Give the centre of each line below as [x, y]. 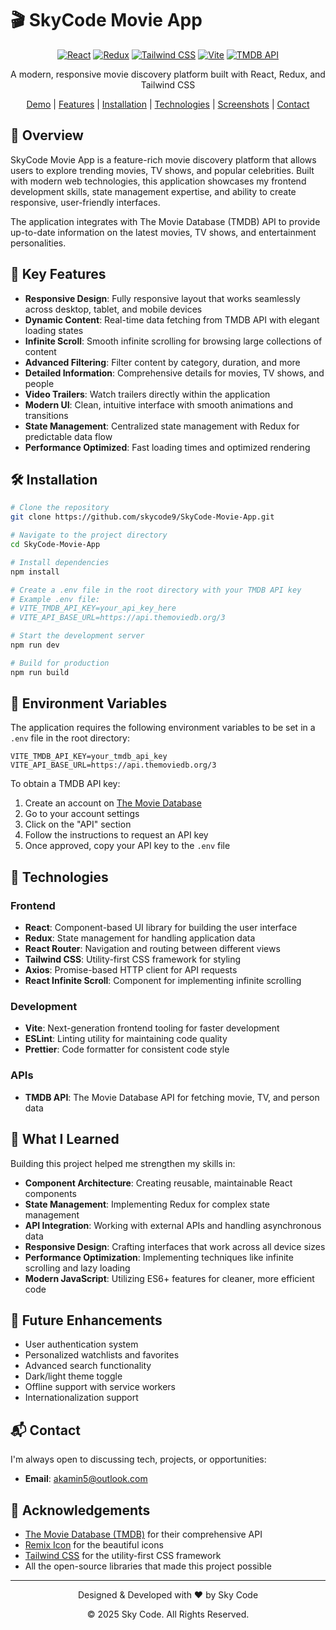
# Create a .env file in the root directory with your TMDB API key [156, 590]
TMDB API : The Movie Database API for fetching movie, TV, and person [172, 1097]
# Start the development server [77, 636]
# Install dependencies [60, 562]
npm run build [40, 672]
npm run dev [35, 645]
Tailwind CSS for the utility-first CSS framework [123, 1555]
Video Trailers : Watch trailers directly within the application [147, 394]
